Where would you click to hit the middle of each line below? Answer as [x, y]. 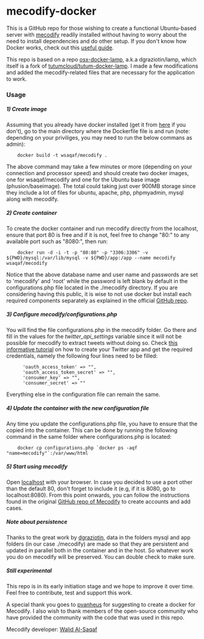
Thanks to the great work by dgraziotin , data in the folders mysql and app [98, 537]
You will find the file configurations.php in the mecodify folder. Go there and [101, 330]
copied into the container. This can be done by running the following [92, 430]
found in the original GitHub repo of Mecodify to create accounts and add [98, 501]
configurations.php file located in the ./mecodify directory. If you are [92, 287]
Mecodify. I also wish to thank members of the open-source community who [102, 611]
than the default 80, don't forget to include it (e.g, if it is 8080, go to [91, 488]
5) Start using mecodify [37, 467]
